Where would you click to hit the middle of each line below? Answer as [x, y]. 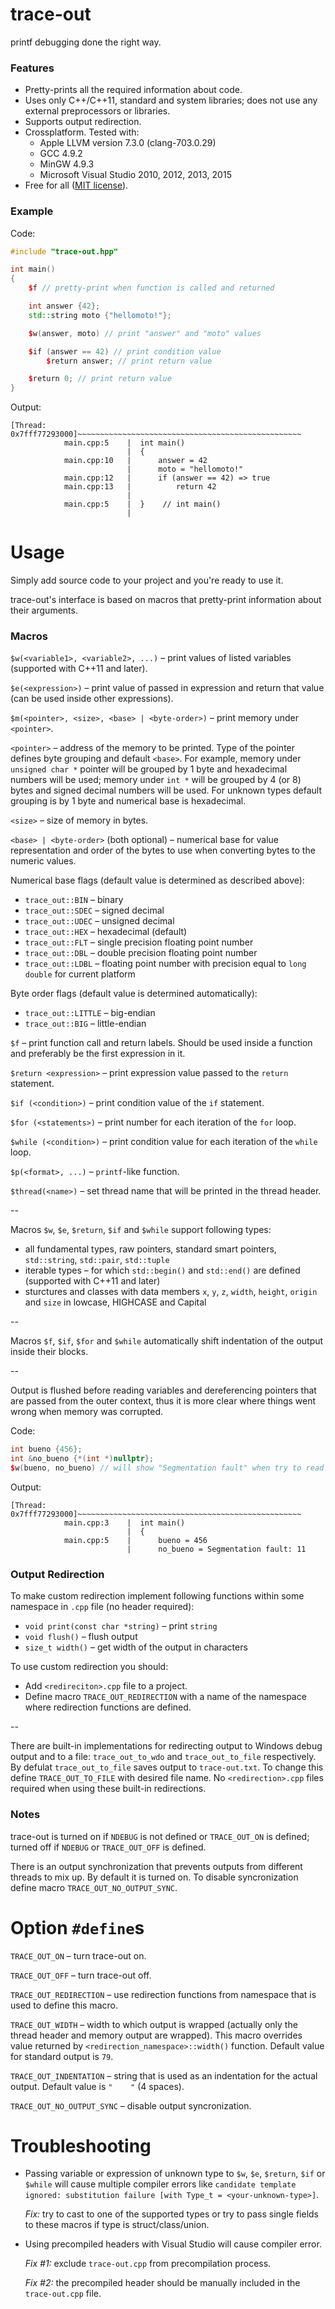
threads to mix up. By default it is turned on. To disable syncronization [154, 1877]
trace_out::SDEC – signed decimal [94, 910]
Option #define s [77, 1927]
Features [32, 68]
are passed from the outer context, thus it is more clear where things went [163, 1401]
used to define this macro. [64, 2005]
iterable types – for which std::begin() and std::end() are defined [162, 1270]
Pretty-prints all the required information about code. [133, 90]
